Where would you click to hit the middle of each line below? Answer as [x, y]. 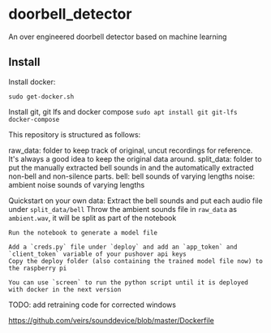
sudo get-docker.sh [41, 97]
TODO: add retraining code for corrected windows [92, 305]
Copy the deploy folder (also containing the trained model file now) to [136, 261]
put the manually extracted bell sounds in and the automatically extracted [131, 167]
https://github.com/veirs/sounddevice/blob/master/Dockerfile [112, 320]
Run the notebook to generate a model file [83, 232]
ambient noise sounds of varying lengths [77, 184]
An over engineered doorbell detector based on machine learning [118, 37]
